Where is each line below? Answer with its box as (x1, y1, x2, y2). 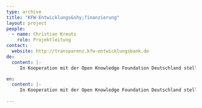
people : (6, 25, 26, 32)
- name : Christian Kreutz (11, 31, 77, 37)
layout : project (6, 20, 47, 26)
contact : (6, 43, 28, 49)
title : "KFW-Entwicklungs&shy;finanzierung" (6, 14, 120, 21)
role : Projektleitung (17, 37, 71, 43)
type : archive (6, 8, 42, 15)
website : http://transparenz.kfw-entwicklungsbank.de (11, 48, 149, 54)
